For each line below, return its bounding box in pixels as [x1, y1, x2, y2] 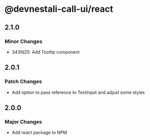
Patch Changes [4, 78, 42, 85]
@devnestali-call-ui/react [4, 3, 113, 15]
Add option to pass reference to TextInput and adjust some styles [11, 89, 145, 95]
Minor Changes [4, 38, 42, 45]
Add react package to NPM [11, 130, 67, 136]
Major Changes [4, 118, 42, 125]
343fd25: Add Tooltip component [11, 49, 80, 55]
